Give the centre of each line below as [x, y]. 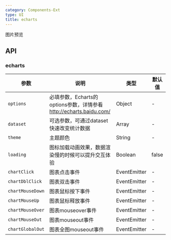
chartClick [21, 172]
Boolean [126, 155]
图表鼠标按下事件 [70, 192]
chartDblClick [25, 182]
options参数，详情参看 [76, 105]
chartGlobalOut [26, 229]
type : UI [15, 15]
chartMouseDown [26, 191]
